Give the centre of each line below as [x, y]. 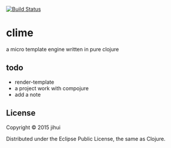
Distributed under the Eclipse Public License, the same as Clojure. [86, 139]
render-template [34, 82]
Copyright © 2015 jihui [33, 127]
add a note [28, 94]
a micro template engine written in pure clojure [63, 49]
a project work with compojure [52, 88]
